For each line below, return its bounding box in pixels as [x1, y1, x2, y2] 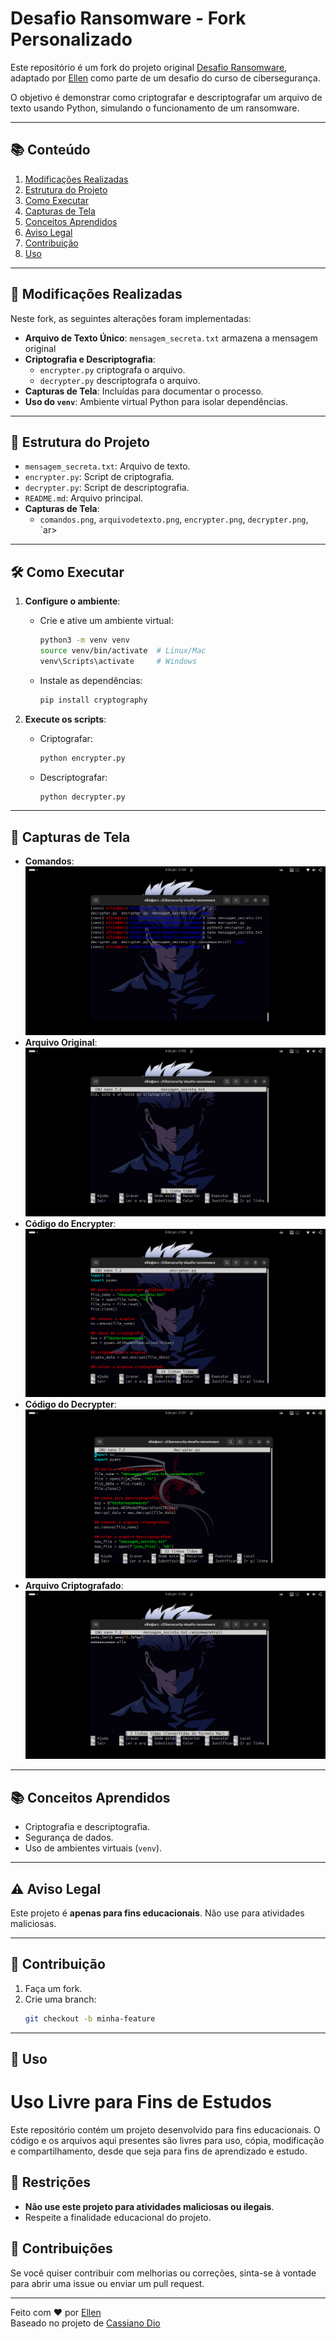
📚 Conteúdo [10, 142, 91, 159]
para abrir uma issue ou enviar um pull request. [10, 2277, 205, 2289]
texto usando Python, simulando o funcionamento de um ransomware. [10, 102, 300, 114]
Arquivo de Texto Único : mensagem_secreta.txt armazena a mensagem [24, 332, 318, 344]
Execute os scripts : [24, 713, 107, 725]
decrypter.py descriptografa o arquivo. [39, 374, 201, 386]
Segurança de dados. [24, 1832, 114, 1844]
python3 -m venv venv [39, 635, 130, 646]
